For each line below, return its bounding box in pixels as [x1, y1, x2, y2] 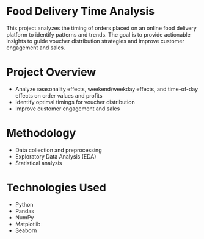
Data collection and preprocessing [15, 146, 102, 154]
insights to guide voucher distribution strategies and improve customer [6, 37, 184, 45]
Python [15, 201, 34, 208]
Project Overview [6, 65, 97, 79]
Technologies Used [6, 181, 107, 194]
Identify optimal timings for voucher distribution [15, 98, 136, 105]
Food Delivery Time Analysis [6, 4, 155, 18]
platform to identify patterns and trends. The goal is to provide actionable [6, 30, 191, 38]
